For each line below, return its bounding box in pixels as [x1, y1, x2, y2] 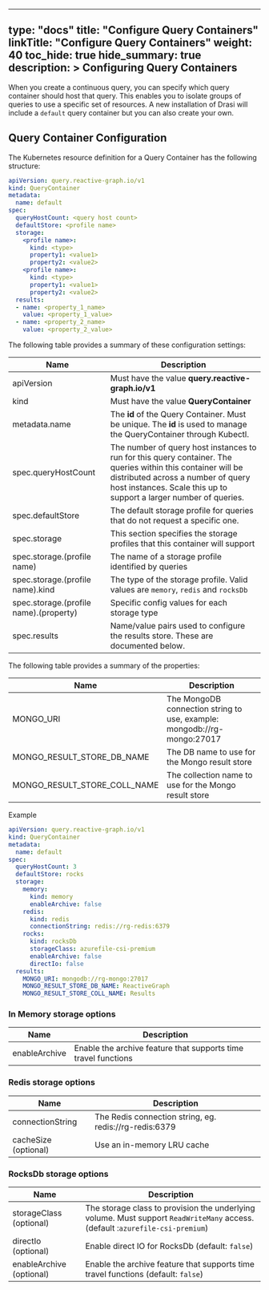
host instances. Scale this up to [110, 482, 228, 493]
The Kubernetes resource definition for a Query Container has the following [8, 152, 258, 162]
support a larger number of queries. [110, 492, 244, 503]
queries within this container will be [110, 462, 243, 473]
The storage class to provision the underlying [85, 1203, 255, 1214]
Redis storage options [8, 1077, 96, 1088]
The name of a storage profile [110, 551, 223, 562]
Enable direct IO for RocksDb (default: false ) [85, 1240, 254, 1252]
